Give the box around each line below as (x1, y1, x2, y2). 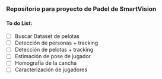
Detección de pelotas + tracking (14, 46, 94, 53)
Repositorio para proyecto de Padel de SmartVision (6, 5, 157, 13)
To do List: (6, 20, 33, 27)
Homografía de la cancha (14, 59, 77, 67)
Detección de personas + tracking (14, 39, 99, 46)
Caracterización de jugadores (14, 66, 88, 73)
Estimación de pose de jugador (14, 53, 91, 60)
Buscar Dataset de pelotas (14, 33, 80, 40)
